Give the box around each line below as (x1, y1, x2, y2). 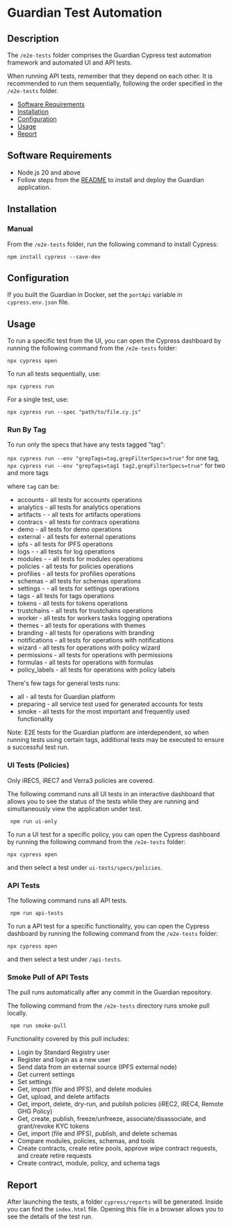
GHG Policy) (17, 1107, 53, 1115)
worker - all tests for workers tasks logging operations (17, 614, 173, 622)
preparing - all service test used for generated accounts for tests (17, 700, 204, 709)
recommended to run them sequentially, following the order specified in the (7, 79, 223, 88)
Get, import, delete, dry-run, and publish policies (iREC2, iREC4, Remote (17, 1100, 224, 1108)
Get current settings (17, 1070, 75, 1079)
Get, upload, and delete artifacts (17, 1092, 110, 1101)
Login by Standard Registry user (17, 1048, 110, 1056)
